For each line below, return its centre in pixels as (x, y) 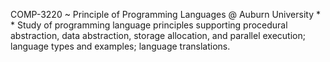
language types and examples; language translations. (120, 46)
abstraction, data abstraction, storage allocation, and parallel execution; (158, 35)
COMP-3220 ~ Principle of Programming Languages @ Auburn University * (165, 14)
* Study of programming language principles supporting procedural (149, 25)
